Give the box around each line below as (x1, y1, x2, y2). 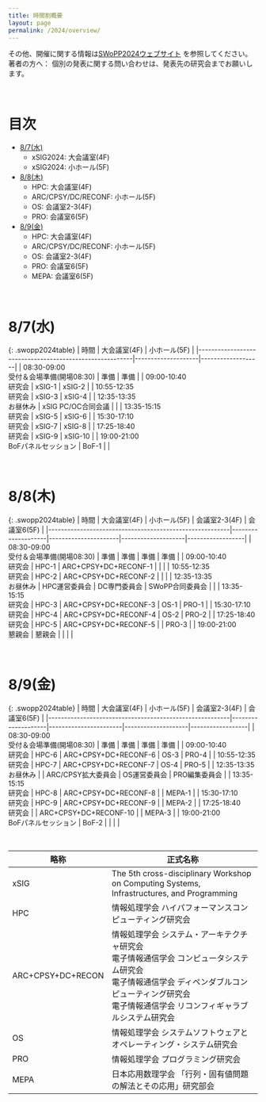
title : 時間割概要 (8, 11, 63, 20)
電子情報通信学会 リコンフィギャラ (112, 1001, 241, 1012)
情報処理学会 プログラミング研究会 (112, 1054, 241, 1065)
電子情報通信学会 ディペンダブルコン (112, 977, 248, 988)
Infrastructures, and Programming (112, 888, 237, 899)
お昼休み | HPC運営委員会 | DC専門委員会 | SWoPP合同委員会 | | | (8, 582, 220, 591)
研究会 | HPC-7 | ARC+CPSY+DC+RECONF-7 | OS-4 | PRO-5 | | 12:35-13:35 (8, 760, 255, 770)
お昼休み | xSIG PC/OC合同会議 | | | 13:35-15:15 (8, 402, 161, 411)
